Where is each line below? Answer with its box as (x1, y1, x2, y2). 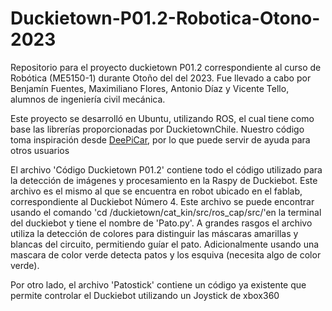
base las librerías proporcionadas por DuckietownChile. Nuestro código (10, 123, 305, 135)
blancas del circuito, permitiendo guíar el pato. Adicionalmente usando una (10, 238, 320, 250)
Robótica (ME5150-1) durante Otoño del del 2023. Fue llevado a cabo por (10, 72, 312, 84)
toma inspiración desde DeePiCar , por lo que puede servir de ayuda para (10, 133, 311, 146)
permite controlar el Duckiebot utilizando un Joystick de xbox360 (10, 289, 280, 301)
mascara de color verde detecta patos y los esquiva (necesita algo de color (10, 248, 322, 261)
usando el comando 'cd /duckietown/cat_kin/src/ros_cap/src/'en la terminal (10, 206, 322, 218)
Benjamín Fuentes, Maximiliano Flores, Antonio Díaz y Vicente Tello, (10, 82, 290, 94)
